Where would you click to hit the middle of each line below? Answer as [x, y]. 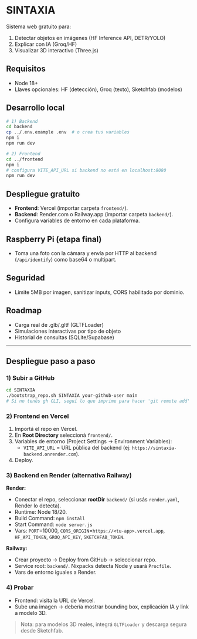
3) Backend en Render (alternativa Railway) [69, 476]
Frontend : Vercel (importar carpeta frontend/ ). [71, 208]
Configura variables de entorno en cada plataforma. [77, 220]
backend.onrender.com [50, 454]
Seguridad [26, 278]
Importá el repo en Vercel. [46, 429]
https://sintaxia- [154, 448]
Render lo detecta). [38, 506]
